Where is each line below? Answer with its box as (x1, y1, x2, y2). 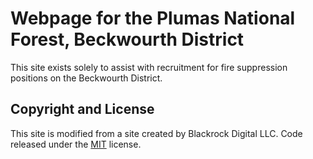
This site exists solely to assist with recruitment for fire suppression (10, 61, 288, 73)
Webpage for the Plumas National (10, 7, 296, 30)
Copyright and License (10, 101, 155, 118)
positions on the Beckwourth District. (10, 72, 163, 84)
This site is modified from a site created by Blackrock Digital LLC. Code (10, 127, 303, 139)
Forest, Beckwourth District (10, 28, 245, 51)
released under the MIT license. (10, 138, 142, 150)
